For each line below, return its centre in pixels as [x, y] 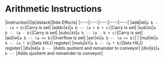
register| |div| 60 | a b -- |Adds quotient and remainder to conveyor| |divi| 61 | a [82, 48]
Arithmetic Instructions [53, 9]
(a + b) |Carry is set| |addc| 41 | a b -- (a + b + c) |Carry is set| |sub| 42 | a [83, 27]
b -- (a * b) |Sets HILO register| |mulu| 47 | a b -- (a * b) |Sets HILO [74, 43]
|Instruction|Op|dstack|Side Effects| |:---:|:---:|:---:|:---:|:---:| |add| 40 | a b [79, 22]
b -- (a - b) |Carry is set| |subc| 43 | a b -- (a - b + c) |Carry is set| [74, 32]
